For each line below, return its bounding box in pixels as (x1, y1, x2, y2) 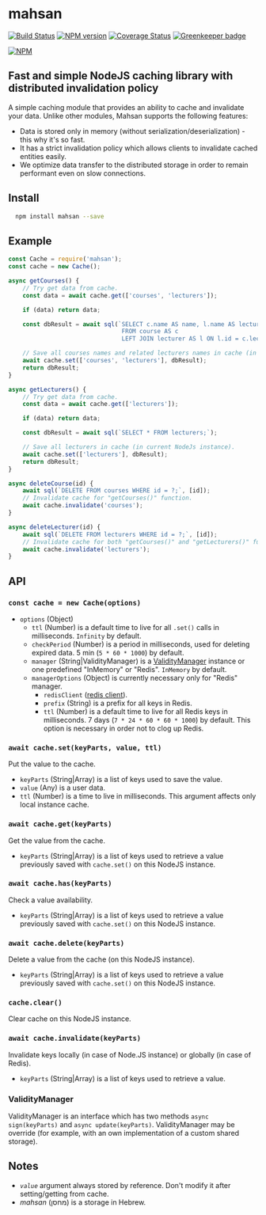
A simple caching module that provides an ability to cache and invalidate (8, 102, 245, 112)
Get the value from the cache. (8, 836, 105, 845)
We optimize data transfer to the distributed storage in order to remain (19, 160, 249, 169)
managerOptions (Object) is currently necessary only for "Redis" (31, 673, 238, 682)
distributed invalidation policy (8, 82, 159, 95)
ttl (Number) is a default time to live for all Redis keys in (43, 706, 228, 716)
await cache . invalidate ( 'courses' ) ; (22, 502, 144, 510)
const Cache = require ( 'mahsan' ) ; (8, 255, 123, 264)
